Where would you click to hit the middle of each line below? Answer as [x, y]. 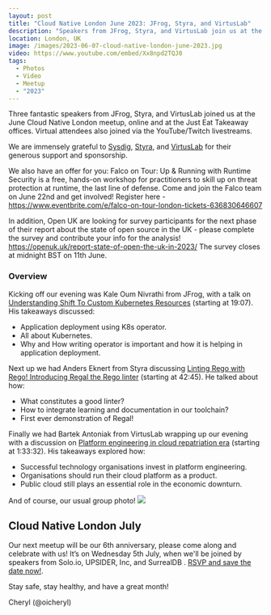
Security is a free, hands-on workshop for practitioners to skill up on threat [133, 179]
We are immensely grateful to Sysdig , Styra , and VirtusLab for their [120, 147]
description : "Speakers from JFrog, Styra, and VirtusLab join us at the [135, 31]
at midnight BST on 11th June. [58, 255]
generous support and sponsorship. [68, 155]
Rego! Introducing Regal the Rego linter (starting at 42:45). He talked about [133, 377]
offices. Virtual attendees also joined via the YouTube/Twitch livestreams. [130, 131]
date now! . [26, 571]
